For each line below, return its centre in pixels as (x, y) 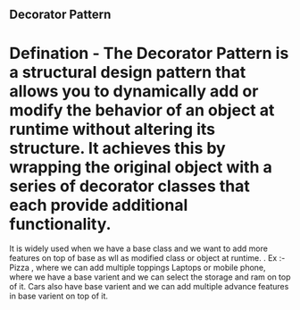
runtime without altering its (112, 129)
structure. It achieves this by (117, 148)
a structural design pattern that (128, 72)
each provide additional (99, 205)
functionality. (60, 224)
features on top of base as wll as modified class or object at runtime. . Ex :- (147, 258)
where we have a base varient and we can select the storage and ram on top (150, 277)
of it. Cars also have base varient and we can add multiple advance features (149, 287)
